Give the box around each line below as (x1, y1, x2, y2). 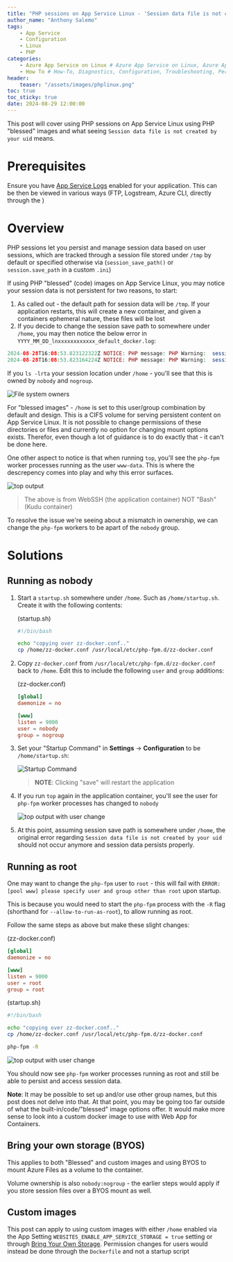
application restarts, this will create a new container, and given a (17, 306, 201, 315)
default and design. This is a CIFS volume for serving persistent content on (7, 410, 221, 419)
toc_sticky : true (7, 94, 58, 101)
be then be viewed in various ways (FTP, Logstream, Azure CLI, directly (7, 189, 212, 197)
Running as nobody (7, 575, 94, 587)
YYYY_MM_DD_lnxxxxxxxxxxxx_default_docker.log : (17, 336, 156, 345)
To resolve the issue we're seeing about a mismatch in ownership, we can (7, 516, 218, 524)
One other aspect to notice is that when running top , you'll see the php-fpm (7, 453, 220, 462)
